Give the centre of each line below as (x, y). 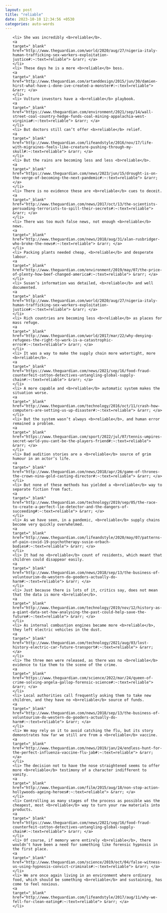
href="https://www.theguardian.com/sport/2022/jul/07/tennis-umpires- (87, 437)
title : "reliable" (24, 15)
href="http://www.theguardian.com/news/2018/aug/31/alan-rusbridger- (86, 239)
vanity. (20, 775)
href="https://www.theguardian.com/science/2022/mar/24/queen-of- (83, 678)
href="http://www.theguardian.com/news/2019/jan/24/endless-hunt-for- (87, 748)
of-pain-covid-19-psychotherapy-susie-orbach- (62, 542)
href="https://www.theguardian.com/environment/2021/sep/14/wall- (83, 112)
